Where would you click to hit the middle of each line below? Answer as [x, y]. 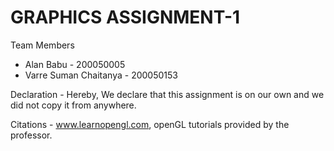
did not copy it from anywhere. [73, 105]
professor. [31, 135]
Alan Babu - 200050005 [75, 64]
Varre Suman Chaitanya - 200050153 [101, 75]
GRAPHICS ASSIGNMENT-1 [125, 17]
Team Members [42, 45]
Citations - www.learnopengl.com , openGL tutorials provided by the [150, 124]
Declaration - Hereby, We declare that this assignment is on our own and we [167, 94]
